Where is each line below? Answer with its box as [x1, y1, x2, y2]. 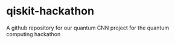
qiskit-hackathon [6, 4, 95, 18]
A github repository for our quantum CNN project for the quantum [6, 24, 170, 31]
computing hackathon [6, 30, 61, 37]
